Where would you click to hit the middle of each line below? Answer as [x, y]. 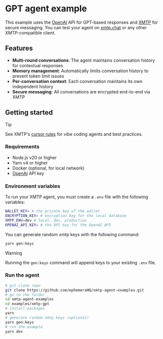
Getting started [29, 112]
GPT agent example [46, 9]
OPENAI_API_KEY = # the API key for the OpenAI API [58, 225]
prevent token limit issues [38, 76]
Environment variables [33, 186]
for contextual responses [37, 65]
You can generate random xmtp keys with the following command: [72, 234]
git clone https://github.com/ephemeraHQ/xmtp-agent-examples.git [75, 290]
